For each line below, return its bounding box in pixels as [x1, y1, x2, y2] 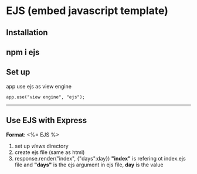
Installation [6, 28, 48, 37]
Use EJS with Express [6, 115, 87, 125]
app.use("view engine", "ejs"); [6, 94, 85, 100]
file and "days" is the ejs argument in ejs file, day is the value [14, 161, 164, 168]
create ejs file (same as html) [14, 148, 85, 156]
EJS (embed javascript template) [6, 4, 169, 18]
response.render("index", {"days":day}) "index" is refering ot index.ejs [14, 155, 186, 162]
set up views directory [14, 142, 69, 149]
